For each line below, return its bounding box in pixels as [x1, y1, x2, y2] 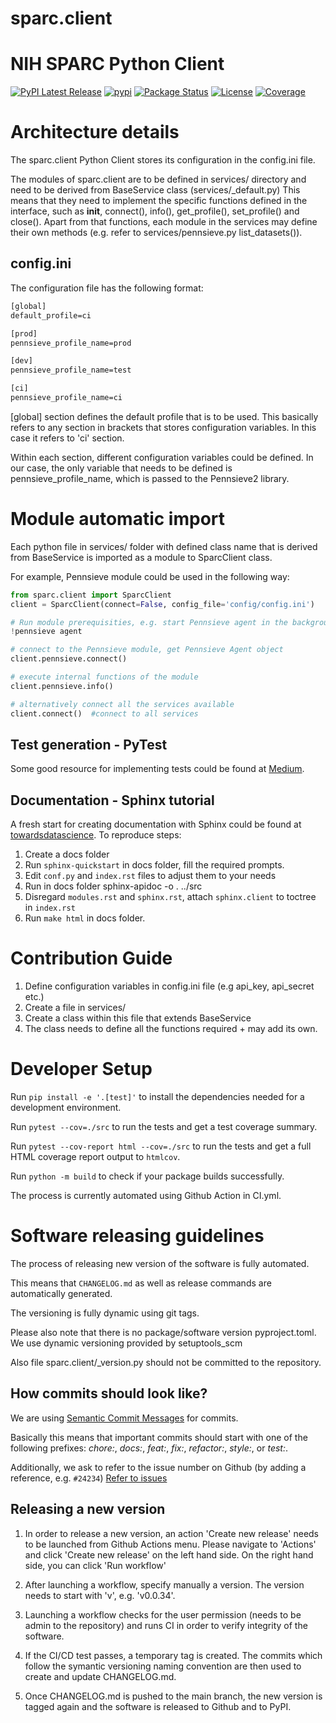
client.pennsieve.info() [10, 681, 114, 691]
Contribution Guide [10, 947, 173, 970]
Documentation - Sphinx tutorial [10, 792, 215, 809]
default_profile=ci [10, 310, 92, 321]
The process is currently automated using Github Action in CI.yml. [10, 1190, 282, 1202]
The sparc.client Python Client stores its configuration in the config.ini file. [10, 154, 316, 166]
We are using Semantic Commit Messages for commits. [10, 1412, 239, 1424]
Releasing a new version [10, 1501, 166, 1518]
